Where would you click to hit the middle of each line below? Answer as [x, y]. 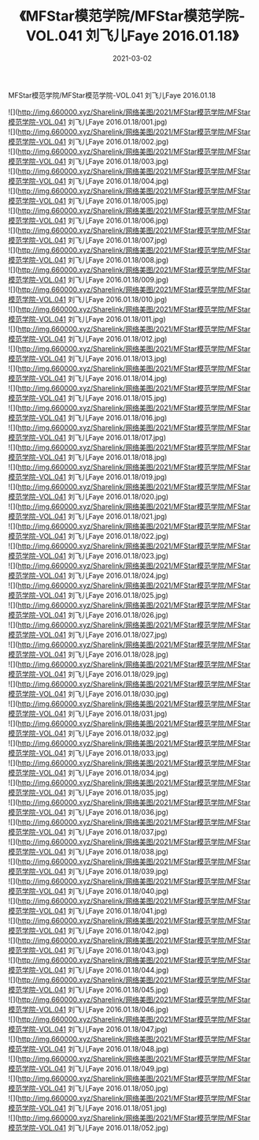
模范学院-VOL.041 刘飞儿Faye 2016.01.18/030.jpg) [89, 693]
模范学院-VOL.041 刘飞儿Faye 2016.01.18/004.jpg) [89, 181]
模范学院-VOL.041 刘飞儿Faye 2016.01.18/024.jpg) [89, 575]
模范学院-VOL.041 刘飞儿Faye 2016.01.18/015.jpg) [88, 398]
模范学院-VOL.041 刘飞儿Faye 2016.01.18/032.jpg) [89, 733]
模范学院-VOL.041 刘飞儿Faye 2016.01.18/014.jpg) [88, 378]
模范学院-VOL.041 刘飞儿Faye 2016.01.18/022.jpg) [89, 536]
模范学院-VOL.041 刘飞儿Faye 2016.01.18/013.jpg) [88, 358]
